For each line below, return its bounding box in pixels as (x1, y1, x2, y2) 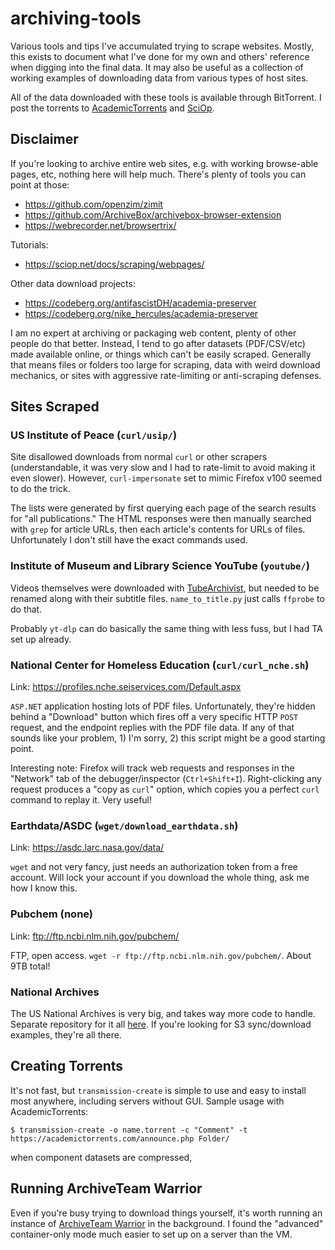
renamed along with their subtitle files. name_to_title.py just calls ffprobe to (10, 592, 325, 604)
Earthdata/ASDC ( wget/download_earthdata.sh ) (10, 818, 239, 832)
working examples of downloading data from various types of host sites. (10, 72, 309, 84)
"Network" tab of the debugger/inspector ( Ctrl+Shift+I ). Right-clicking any (10, 773, 322, 785)
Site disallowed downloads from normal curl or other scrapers (10, 451, 268, 463)
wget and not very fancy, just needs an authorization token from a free (10, 861, 298, 873)
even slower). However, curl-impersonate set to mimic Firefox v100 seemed (10, 472, 323, 484)
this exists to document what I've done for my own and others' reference (10, 50, 310, 62)
